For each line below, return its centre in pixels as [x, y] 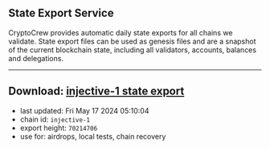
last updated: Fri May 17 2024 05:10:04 [84, 110]
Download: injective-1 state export [96, 91]
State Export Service [61, 13]
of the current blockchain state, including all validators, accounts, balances [133, 50]
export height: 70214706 [59, 127]
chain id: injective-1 [55, 119]
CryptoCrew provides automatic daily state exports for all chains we [121, 32]
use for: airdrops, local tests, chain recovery [93, 136]
